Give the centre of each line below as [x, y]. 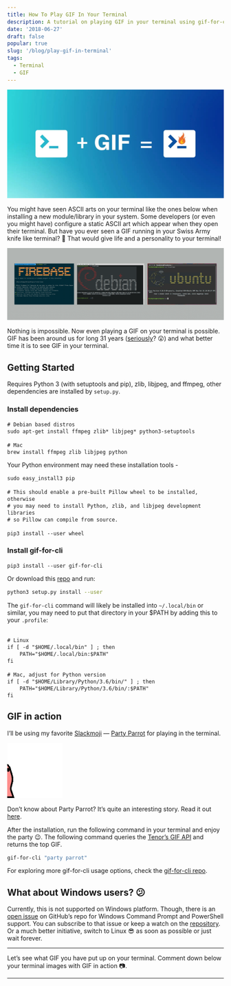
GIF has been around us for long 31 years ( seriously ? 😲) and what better [110, 338]
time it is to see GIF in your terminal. [58, 346]
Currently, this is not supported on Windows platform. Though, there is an [111, 909]
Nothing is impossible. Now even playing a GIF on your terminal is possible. [113, 331]
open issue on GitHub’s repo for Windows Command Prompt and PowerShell [115, 916]
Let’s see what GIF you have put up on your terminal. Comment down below [114, 958]
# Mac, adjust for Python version [57, 675]
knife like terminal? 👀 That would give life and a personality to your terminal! [114, 238]
